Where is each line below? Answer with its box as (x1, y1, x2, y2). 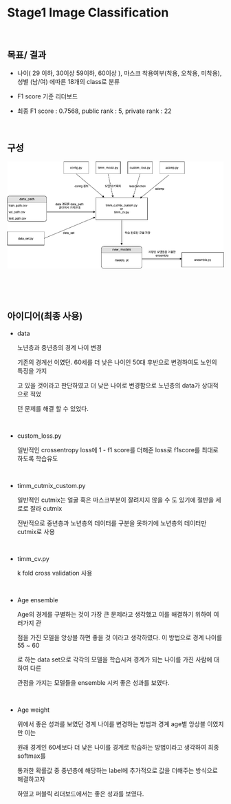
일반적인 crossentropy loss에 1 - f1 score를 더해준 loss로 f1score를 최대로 (16, 445, 219, 454)
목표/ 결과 (7, 50, 47, 61)
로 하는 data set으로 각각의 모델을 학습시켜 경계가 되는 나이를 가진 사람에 (16, 655, 212, 664)
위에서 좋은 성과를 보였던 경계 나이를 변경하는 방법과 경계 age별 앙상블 (16, 719, 206, 728)
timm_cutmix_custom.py (16, 481, 86, 489)
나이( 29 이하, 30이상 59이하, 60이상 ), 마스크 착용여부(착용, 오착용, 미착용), (16, 69, 222, 77)
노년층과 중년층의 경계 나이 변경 (16, 343, 102, 352)
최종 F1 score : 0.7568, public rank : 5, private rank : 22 (16, 107, 172, 115)
